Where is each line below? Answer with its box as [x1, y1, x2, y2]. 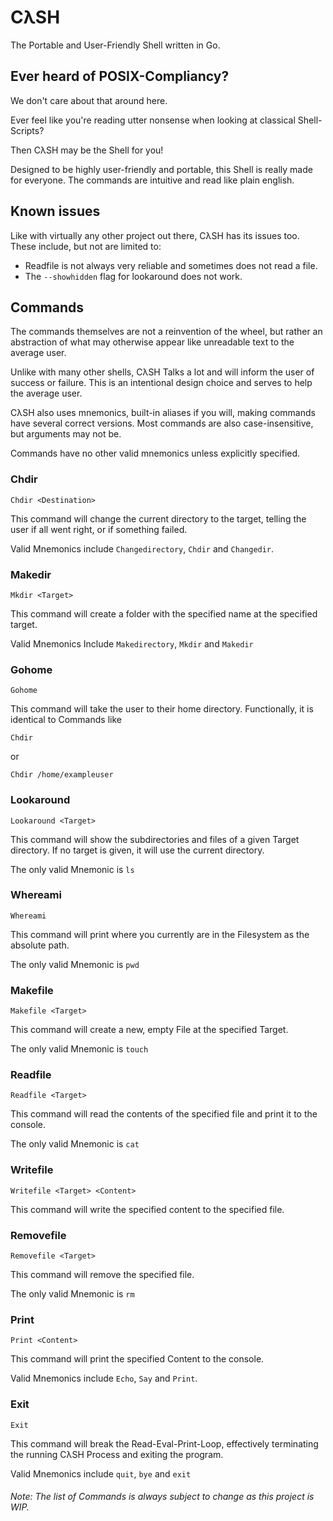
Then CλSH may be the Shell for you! [10, 144, 164, 156]
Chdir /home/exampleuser [10, 770, 114, 780]
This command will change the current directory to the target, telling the [10, 512, 307, 525]
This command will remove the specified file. [10, 1269, 195, 1281]
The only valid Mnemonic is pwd [10, 958, 140, 970]
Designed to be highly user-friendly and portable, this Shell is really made [10, 163, 313, 175]
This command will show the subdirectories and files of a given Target [10, 833, 300, 845]
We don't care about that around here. [10, 94, 168, 106]
